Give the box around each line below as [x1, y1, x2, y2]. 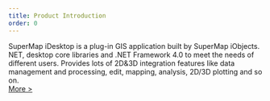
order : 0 [8, 19, 38, 27]
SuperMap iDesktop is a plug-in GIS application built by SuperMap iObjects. [8, 41, 260, 50]
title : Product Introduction [8, 11, 106, 20]
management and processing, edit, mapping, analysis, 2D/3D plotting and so [8, 67, 263, 76]
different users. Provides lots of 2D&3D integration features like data [8, 58, 235, 68]
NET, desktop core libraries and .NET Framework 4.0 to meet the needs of [8, 50, 255, 59]
